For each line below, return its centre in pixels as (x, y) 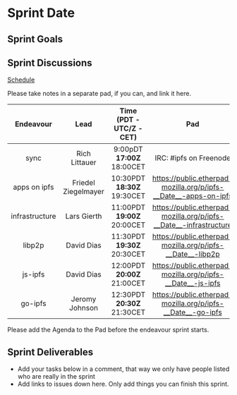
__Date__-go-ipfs (193, 312)
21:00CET (128, 284)
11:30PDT (128, 236)
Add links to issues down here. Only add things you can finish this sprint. (123, 384)
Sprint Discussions (50, 62)
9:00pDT (128, 150)
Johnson (84, 308)
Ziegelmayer (84, 192)
